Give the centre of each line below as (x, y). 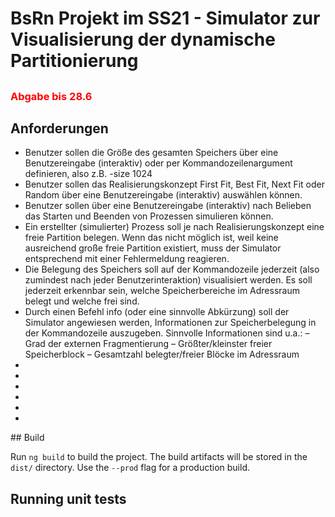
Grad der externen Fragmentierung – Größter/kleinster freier (148, 344)
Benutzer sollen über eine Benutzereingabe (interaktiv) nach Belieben (168, 206)
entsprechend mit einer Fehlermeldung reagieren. (127, 259)
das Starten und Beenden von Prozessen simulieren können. (149, 216)
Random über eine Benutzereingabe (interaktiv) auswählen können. (163, 195)
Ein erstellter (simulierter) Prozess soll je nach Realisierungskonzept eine (174, 227)
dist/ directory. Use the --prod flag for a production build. (130, 468)
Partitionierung (74, 61)
